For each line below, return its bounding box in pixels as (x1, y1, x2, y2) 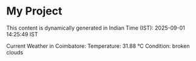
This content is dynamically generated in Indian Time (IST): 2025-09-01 (6, 24, 185, 31)
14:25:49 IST (6, 30, 38, 37)
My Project (6, 4, 63, 18)
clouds (6, 48, 24, 56)
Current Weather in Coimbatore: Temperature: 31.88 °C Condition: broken (6, 42, 190, 50)
